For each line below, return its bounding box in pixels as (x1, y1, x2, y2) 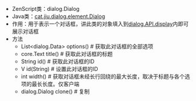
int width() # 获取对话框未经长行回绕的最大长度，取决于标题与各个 (21, 73, 185, 80)
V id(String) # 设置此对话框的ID (21, 66, 98, 72)
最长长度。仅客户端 (31, 81, 80, 87)
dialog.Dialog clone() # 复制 (21, 88, 90, 95)
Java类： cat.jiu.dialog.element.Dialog (11, 13, 106, 20)
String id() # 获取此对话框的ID (21, 58, 95, 65)
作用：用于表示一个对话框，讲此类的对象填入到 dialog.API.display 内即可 (11, 20, 189, 27)
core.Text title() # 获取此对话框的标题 (21, 50, 113, 57)
